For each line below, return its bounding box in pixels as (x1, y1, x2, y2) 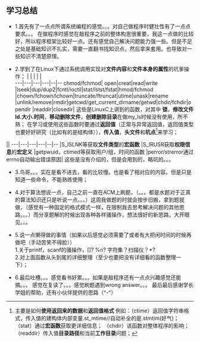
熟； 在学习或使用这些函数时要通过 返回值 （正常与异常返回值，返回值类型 (14, 120, 194, 127)
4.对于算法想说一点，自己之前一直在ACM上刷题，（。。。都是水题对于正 (14, 189, 186, 196)
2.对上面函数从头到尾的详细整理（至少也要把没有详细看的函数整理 (14, 254, 177, 261)
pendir (14, 105, 32, 112)
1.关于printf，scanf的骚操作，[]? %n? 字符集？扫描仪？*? (14, 246, 156, 254)
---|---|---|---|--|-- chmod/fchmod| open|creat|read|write (14, 80, 158, 87)
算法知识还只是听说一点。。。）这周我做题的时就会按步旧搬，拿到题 (20, 196, 180, 203)
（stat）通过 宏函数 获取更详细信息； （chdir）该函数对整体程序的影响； (14, 322, 189, 329)
